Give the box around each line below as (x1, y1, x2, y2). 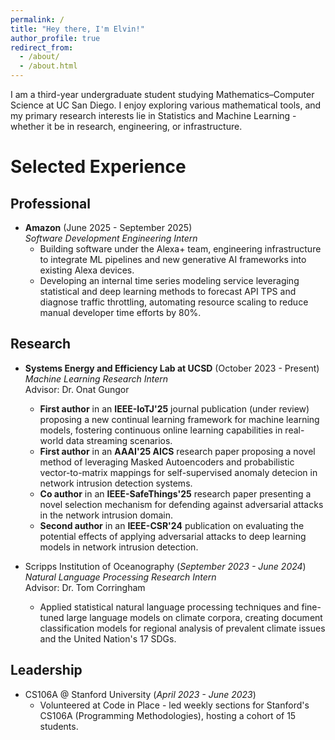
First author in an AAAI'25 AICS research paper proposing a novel (39, 445, 316, 457)
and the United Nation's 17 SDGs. (39, 632, 177, 645)
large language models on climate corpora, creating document (66, 611, 323, 623)
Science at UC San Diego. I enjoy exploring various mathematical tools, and (10, 99, 322, 111)
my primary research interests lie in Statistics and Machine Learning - (10, 110, 297, 121)
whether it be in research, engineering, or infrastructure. (10, 121, 243, 132)
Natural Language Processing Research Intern (24, 571, 217, 583)
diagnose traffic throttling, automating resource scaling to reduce (39, 296, 309, 308)
